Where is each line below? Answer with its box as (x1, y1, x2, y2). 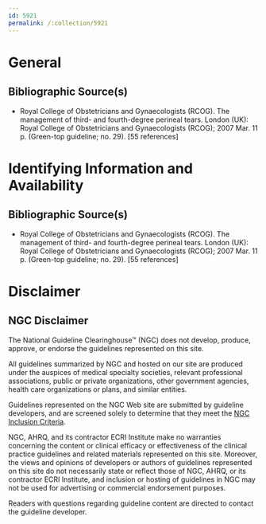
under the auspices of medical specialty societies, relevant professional (8, 367, 244, 377)
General (8, 53, 62, 72)
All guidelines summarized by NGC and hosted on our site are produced (8, 359, 244, 369)
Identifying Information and (8, 159, 193, 178)
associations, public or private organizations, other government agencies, (8, 376, 249, 385)
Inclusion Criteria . (8, 416, 66, 426)
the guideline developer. (8, 506, 87, 516)
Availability (8, 176, 84, 194)
